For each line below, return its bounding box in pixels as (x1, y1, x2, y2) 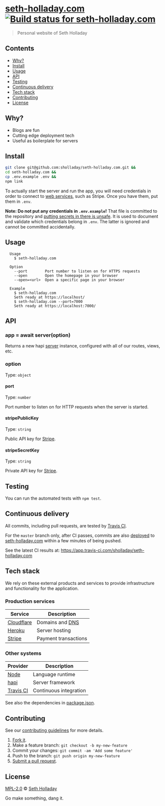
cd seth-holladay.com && (5, 170, 56, 175)
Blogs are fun (12, 127, 40, 133)
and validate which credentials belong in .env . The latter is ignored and (5, 219, 150, 225)
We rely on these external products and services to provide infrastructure (5, 580, 155, 586)
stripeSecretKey (5, 447, 40, 453)
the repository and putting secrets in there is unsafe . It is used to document (5, 213, 159, 219)
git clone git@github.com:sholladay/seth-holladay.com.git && (5, 165, 136, 170)
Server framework (33, 679, 75, 686)
